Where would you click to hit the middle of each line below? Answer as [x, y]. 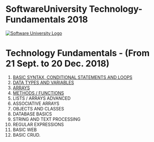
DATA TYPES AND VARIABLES [43, 82]
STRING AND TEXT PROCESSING [46, 119]
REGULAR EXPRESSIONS [38, 124]
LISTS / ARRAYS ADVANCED [42, 98]
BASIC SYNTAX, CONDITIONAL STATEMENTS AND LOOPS [72, 77]
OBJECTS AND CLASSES [38, 108]
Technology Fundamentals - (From [77, 53]
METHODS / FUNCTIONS [38, 93]
